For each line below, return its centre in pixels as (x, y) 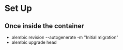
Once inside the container (44, 26)
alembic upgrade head (34, 42)
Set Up (18, 8)
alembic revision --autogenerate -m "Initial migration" (65, 37)
